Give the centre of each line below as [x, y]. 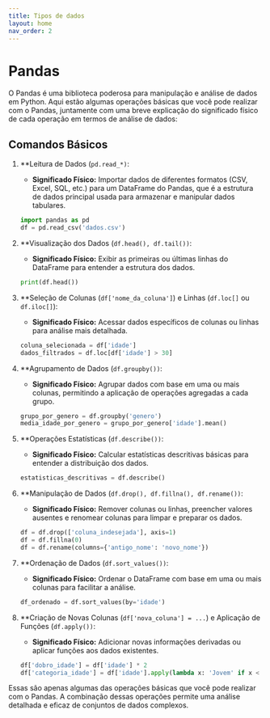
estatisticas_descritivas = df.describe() [93, 478]
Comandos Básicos [58, 144]
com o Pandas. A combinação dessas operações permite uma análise [124, 697]
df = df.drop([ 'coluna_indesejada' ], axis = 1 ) [98, 533]
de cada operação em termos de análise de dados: [93, 119]
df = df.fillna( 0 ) [51, 540]
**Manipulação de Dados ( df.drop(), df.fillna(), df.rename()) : [132, 493]
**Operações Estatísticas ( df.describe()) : [92, 439]
